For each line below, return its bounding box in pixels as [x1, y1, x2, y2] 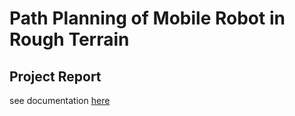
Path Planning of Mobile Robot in [9, 7, 286, 30]
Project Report [9, 68, 102, 85]
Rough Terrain [9, 28, 130, 51]
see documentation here [9, 95, 111, 106]
